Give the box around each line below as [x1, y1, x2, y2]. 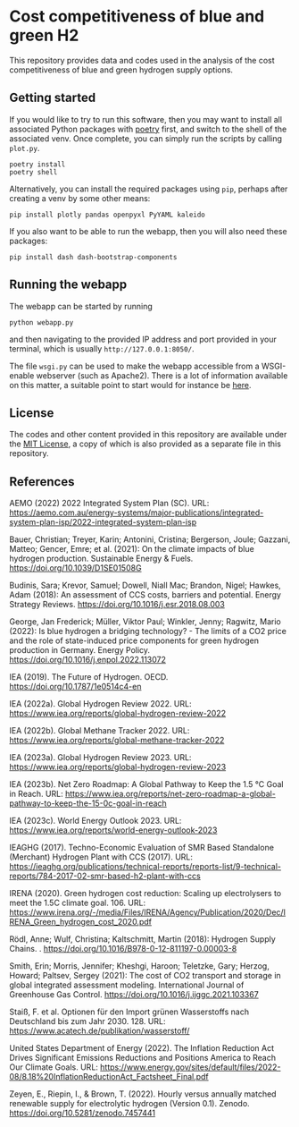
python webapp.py [9, 318, 74, 327]
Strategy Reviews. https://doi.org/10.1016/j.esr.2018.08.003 [9, 599, 225, 610]
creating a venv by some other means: [9, 192, 151, 203]
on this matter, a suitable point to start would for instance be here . [9, 379, 252, 390]
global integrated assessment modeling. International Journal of [9, 979, 245, 990]
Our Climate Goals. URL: [9, 1062, 98, 1072]
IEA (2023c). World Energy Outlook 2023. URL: [9, 816, 182, 826]
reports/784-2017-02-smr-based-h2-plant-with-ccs [9, 870, 201, 882]
